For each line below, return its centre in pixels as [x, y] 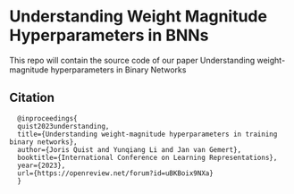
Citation [32, 98]
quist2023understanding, [63, 126]
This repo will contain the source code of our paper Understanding [132, 60]
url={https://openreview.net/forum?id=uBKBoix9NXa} [116, 173]
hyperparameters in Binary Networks [118, 70]
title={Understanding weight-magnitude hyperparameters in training [147, 134]
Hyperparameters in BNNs [109, 35]
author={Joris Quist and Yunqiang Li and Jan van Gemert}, [130, 149]
